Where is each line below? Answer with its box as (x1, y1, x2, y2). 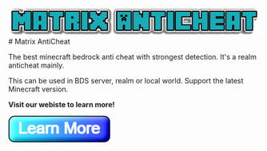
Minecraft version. (8, 84, 69, 94)
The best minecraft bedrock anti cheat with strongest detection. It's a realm (8, 52, 257, 61)
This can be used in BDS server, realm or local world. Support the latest (8, 75, 244, 85)
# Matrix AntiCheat (8, 37, 70, 46)
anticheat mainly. (8, 60, 65, 70)
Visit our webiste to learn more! (8, 99, 115, 109)
